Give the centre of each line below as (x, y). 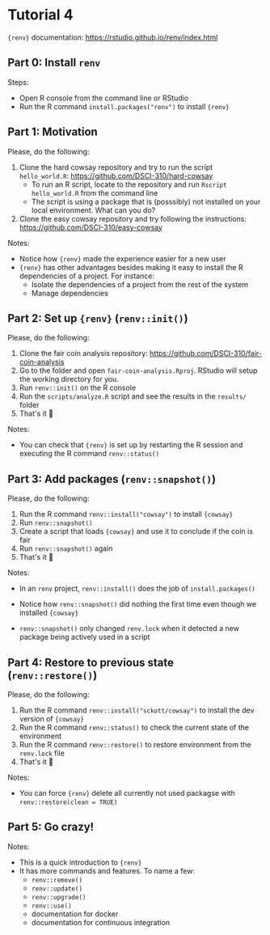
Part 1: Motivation (53, 132)
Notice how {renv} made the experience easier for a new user (122, 258)
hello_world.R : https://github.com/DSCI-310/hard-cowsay (116, 176)
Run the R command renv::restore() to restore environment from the (135, 745)
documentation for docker (75, 914)
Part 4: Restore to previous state (91, 662)
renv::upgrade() (59, 897)
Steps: (18, 82)
